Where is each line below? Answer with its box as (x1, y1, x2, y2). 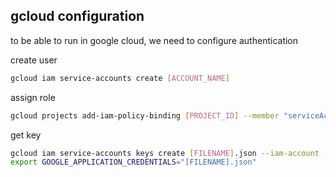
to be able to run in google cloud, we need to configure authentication (10, 34, 299, 46)
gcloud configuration (10, 8, 145, 25)
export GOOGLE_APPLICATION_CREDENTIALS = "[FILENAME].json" (10, 157, 257, 168)
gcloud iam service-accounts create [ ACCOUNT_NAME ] (10, 73, 230, 83)
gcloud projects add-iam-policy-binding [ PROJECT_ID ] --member (10, 110, 280, 121)
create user (10, 54, 58, 66)
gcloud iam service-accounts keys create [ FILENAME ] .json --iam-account (10, 148, 320, 158)
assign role (10, 91, 56, 103)
